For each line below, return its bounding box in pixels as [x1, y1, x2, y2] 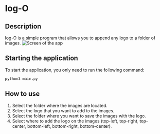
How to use [5, 90, 40, 98]
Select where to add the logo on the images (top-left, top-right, [12, 118, 139, 124]
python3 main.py [5, 76, 38, 81]
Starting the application [5, 54, 78, 62]
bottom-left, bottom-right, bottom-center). [27, 123, 112, 129]
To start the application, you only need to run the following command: [5, 67, 144, 73]
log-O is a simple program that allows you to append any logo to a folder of [5, 35, 156, 41]
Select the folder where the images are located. [12, 103, 108, 108]
